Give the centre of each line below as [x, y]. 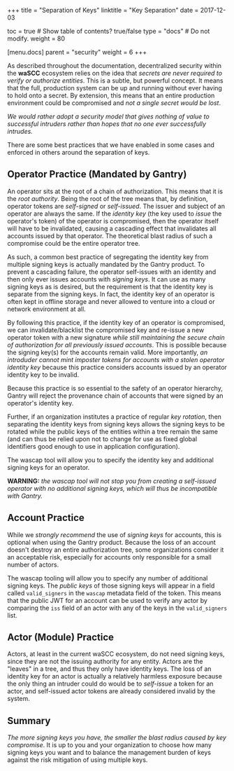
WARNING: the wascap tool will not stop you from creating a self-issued [112, 481]
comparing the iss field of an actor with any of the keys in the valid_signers [117, 608]
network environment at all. [46, 309]
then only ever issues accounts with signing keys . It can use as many [107, 279]
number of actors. [33, 564]
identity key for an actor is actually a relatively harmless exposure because [115, 676]
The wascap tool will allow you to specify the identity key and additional [111, 460]
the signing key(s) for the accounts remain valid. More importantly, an [108, 352]
